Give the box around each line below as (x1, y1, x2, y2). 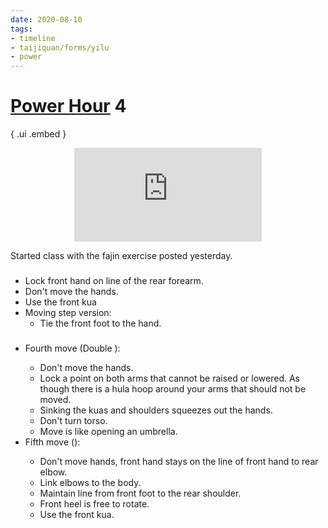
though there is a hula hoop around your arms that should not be (39, 382, 307, 395)
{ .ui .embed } (10, 128, 67, 140)
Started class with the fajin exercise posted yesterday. (10, 250, 233, 262)
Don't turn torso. (39, 414, 108, 426)
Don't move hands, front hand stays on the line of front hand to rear (39, 455, 319, 467)
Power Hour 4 (10, 95, 127, 118)
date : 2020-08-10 (10, 14, 83, 25)
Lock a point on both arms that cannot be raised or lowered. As (39, 372, 301, 384)
